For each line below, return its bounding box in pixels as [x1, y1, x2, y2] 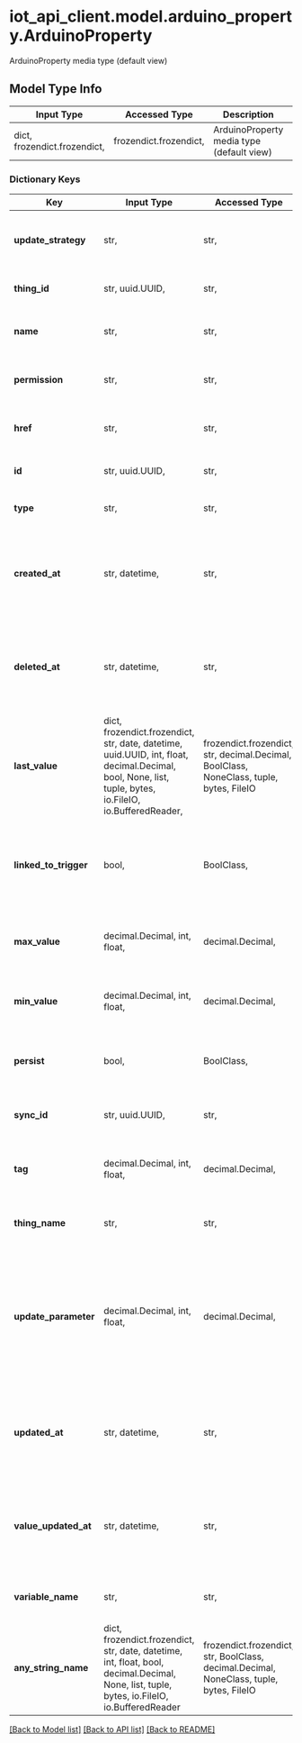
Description [223, 108, 274, 121]
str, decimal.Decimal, [203, 749, 292, 761]
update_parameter [13, 1311, 95, 1323]
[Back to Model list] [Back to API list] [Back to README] [9, 1724, 216, 1735]
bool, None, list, [102, 771, 170, 784]
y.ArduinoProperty [9, 25, 153, 46]
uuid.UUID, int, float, [102, 749, 189, 761]
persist [13, 1055, 45, 1067]
